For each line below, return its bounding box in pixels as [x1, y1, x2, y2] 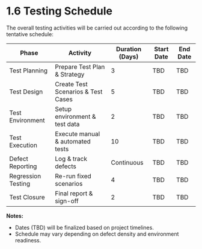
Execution [9, 140, 38, 149]
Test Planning [9, 66, 48, 75]
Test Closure [9, 193, 45, 201]
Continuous [111, 158, 144, 166]
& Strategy [55, 70, 85, 78]
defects [55, 162, 77, 170]
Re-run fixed [55, 172, 91, 180]
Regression [9, 172, 41, 180]
